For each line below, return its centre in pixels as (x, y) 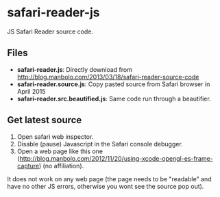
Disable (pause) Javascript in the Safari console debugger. (100, 144)
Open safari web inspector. (55, 136)
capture (28, 166)
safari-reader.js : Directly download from (74, 69)
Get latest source (45, 120)
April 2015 (31, 91)
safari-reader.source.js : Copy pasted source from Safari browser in (113, 84)
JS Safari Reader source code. (50, 31)
